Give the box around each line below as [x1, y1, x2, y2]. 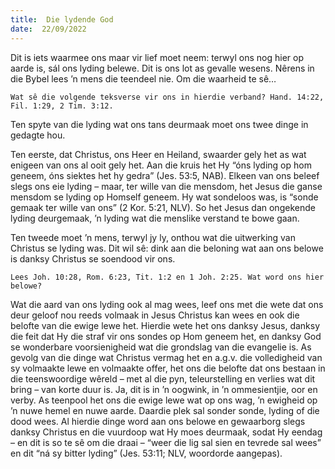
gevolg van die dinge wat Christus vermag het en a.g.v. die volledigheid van [10, 351, 323, 363]
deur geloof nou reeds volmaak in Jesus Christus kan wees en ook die [10, 309, 300, 321]
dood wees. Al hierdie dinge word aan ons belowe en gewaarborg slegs [10, 415, 306, 427]
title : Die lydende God [10, 14, 114, 25]
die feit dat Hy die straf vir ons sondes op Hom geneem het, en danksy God [10, 330, 322, 342]
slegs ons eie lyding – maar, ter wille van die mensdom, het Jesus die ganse [10, 180, 323, 192]
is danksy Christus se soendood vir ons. [10, 252, 176, 265]
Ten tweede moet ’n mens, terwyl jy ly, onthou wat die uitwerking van [10, 231, 296, 243]
